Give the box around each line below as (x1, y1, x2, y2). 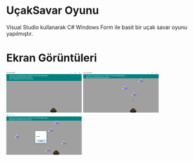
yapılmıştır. (6, 30, 33, 37)
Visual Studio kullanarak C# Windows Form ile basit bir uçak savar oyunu (6, 24, 188, 31)
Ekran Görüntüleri (6, 51, 98, 65)
